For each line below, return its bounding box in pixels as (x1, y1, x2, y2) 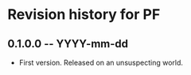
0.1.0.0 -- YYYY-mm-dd (7, 37, 129, 51)
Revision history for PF (7, 6, 161, 24)
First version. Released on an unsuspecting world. (18, 58, 184, 67)
